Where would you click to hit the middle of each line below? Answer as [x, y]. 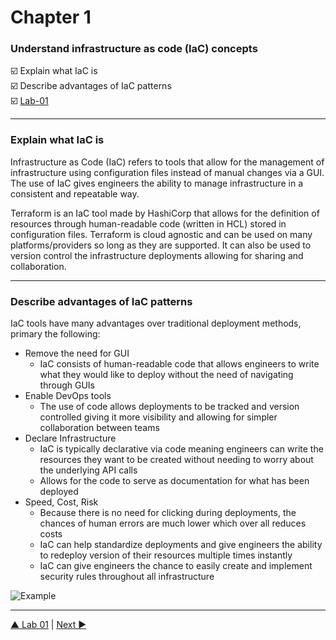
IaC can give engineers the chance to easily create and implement [176, 566]
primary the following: [55, 334]
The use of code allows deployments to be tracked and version [169, 407]
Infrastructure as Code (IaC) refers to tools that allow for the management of [167, 162]
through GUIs [67, 385]
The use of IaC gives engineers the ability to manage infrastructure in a [157, 183]
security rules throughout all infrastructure [127, 577]
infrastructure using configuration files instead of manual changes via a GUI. [167, 172]
